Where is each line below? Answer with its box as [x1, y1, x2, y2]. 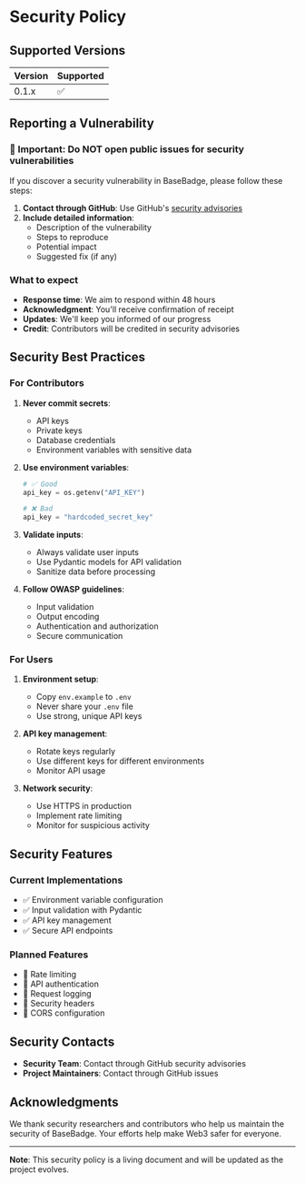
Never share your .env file [35, 701, 133, 712]
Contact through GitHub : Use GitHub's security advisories [22, 202, 243, 213]
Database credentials [35, 434, 116, 445]
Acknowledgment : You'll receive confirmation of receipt [22, 303, 234, 315]
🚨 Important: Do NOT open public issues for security [9, 143, 245, 156]
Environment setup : [22, 673, 99, 684]
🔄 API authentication [22, 978, 100, 989]
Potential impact [35, 241, 97, 252]
